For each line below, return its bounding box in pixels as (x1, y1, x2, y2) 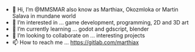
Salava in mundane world (12, 12, 76, 20)
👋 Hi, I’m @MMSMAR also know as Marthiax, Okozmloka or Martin (12, 6, 178, 13)
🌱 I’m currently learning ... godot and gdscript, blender (12, 25, 149, 32)
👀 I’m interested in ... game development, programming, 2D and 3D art (12, 19, 189, 26)
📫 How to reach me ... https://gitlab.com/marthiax (12, 39, 139, 46)
